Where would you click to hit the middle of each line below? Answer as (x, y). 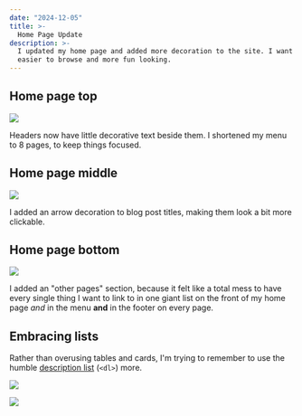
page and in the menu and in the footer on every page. (112, 307)
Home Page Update (50, 34)
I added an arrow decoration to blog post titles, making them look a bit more (151, 212)
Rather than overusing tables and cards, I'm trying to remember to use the (147, 358)
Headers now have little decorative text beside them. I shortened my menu (148, 135)
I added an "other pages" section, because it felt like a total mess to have (146, 288)
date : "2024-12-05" (46, 18)
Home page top (53, 96)
